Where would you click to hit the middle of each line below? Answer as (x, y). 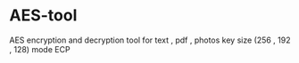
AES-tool (43, 16)
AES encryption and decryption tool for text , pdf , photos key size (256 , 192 (150, 40)
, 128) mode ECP (40, 49)
